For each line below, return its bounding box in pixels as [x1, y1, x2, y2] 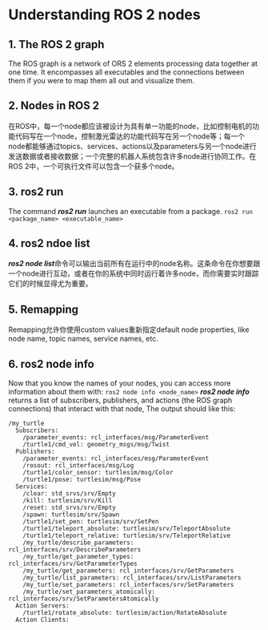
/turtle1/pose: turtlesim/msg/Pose [22, 475, 142, 484]
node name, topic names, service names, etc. [8, 334, 158, 344]
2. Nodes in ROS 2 [8, 99, 100, 113]
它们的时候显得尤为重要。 [8, 279, 93, 289]
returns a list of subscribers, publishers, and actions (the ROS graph [8, 395, 233, 406]
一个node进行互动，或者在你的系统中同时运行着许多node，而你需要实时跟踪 [8, 269, 259, 278]
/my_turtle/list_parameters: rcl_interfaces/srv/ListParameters [22, 574, 242, 582]
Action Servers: [15, 602, 70, 610]
